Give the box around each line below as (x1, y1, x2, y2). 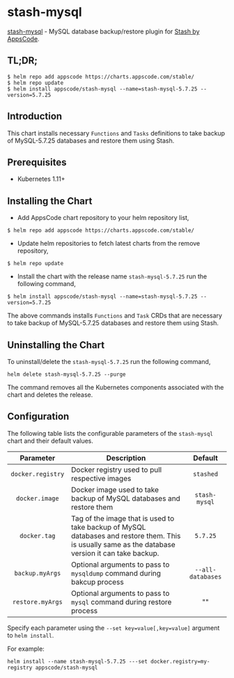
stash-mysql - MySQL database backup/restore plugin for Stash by (7, 27, 200, 36)
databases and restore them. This (70, 530, 181, 540)
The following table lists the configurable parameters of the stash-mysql (7, 429, 214, 437)
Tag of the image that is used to (70, 513, 175, 523)
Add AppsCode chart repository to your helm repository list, (17, 214, 189, 222)
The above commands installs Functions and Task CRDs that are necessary (7, 311, 223, 320)
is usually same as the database (70, 539, 175, 549)
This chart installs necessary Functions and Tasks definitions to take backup (7, 129, 225, 137)
